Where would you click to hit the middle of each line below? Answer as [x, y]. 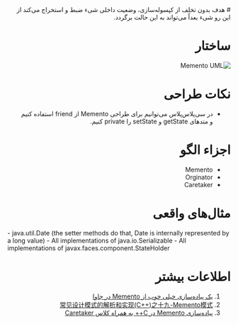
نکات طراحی [197, 94]
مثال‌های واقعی [192, 213]
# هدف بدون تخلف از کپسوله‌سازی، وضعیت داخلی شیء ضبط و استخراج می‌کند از [124, 10]
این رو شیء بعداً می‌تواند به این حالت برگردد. [172, 17]
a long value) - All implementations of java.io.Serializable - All [97, 240]
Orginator [199, 177]
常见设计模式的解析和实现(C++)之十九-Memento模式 [136, 305]
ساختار [213, 46]
